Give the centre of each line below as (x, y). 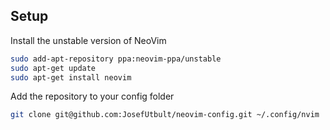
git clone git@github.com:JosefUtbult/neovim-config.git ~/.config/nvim (165, 115)
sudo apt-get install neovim (71, 77)
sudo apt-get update (53, 68)
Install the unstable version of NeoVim (88, 40)
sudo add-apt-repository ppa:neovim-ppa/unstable (116, 59)
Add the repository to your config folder (92, 96)
